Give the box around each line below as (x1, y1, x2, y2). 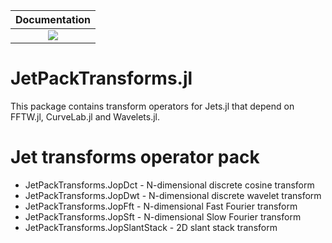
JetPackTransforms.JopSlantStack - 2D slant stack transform (24, 221, 278, 233)
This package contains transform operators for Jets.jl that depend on (10, 100, 295, 112)
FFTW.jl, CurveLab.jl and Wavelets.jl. (10, 110, 161, 123)
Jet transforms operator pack (10, 146, 260, 169)
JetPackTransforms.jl (10, 67, 193, 90)
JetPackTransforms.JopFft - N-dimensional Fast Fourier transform (24, 200, 298, 212)
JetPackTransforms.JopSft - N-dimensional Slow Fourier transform (24, 210, 302, 223)
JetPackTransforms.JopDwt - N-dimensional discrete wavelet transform (24, 189, 322, 201)
